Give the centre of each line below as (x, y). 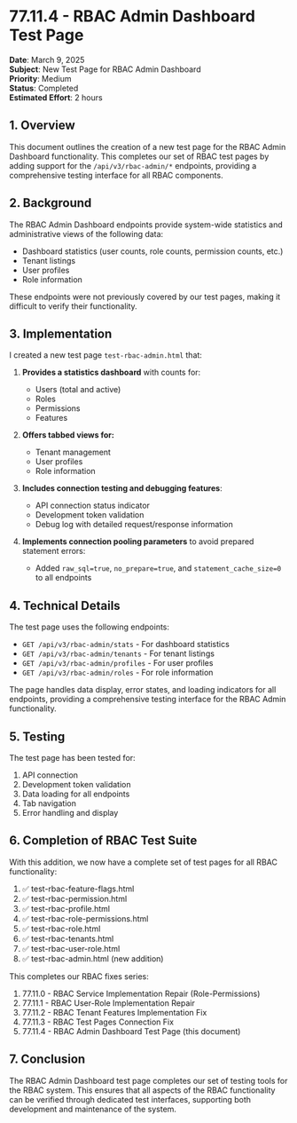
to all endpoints (63, 578)
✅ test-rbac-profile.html (66, 908)
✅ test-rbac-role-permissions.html (85, 918)
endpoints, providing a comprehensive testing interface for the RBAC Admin (148, 700)
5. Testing (37, 736)
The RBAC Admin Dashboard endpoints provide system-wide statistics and (146, 225)
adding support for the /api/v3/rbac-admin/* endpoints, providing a (133, 165)
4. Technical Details (65, 605)
